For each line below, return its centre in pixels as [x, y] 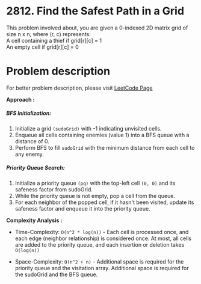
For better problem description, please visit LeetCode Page [79, 88]
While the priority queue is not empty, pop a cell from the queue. [95, 196]
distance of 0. [32, 141]
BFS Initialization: [29, 113]
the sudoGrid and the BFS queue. [56, 274]
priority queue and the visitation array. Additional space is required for [102, 268]
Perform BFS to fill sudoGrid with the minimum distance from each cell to [105, 147]
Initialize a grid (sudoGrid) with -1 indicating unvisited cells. [88, 128]
